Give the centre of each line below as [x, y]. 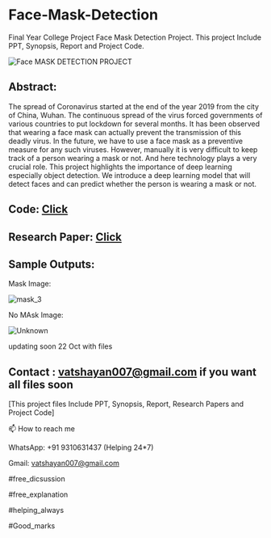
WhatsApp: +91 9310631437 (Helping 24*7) [81, 447]
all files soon [41, 385]
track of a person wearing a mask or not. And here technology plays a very [133, 158]
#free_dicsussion [37, 479]
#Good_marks [32, 526]
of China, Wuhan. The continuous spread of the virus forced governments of [135, 115]
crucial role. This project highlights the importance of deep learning [120, 167]
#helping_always [36, 510]
